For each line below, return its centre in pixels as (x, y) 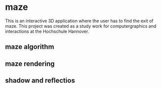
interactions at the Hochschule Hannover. (47, 31)
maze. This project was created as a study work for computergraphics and (81, 26)
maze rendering (30, 64)
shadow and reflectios (40, 81)
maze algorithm (30, 47)
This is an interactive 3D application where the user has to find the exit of (79, 21)
